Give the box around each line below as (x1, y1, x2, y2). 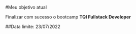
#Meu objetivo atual (5, 4, 47, 10)
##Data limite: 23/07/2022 (5, 23, 61, 29)
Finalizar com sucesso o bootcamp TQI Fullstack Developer (5, 14, 131, 19)
